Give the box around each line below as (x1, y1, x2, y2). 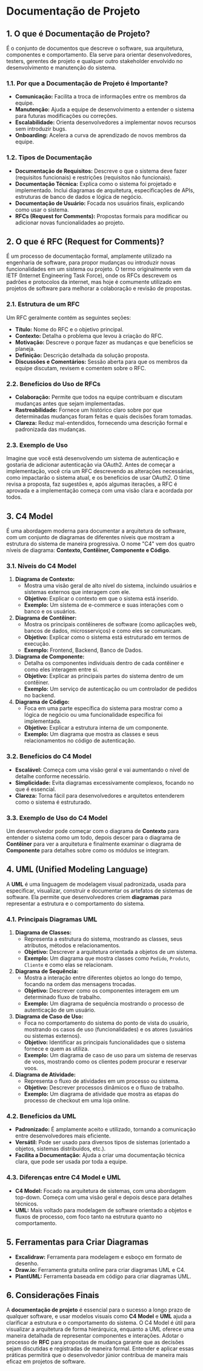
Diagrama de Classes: (15, 929, 72, 936)
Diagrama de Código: (15, 698, 70, 706)
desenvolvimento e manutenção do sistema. (6, 64, 117, 71)
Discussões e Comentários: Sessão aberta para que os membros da (15, 357, 188, 365)
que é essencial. (15, 786, 56, 793)
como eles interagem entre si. (24, 666, 99, 673)
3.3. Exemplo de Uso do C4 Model (6, 813, 108, 822)
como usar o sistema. (15, 205, 69, 213)
